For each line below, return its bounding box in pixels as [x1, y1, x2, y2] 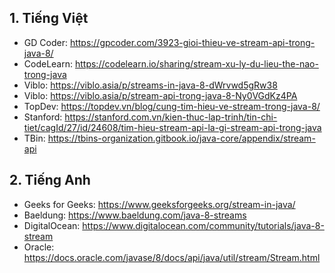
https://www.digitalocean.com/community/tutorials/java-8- [82, 219, 325, 231]
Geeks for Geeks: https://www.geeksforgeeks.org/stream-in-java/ [23, 198, 296, 210]
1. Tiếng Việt [9, 10, 89, 27]
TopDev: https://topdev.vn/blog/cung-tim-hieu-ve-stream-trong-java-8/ [23, 100, 321, 112]
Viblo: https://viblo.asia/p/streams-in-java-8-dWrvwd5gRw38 [23, 79, 278, 91]
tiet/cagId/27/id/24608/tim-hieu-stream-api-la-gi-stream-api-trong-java [23, 121, 322, 133]
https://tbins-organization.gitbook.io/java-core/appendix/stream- [47, 132, 316, 144]
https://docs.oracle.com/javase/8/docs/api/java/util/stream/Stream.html [23, 251, 321, 263]
